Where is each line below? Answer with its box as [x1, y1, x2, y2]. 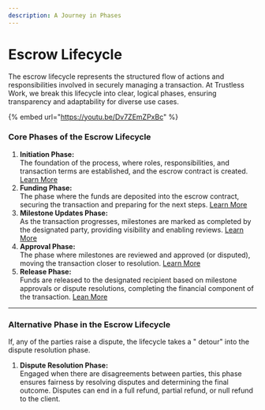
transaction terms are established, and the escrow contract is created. [19, 166, 248, 176]
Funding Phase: [19, 183, 73, 192]
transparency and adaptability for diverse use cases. [8, 96, 179, 106]
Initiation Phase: [19, 149, 75, 158]
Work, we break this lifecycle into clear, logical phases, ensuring [8, 88, 217, 98]
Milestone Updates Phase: [19, 208, 108, 218]
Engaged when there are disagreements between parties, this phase [19, 369, 242, 378]
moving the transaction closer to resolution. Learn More [19, 258, 201, 268]
